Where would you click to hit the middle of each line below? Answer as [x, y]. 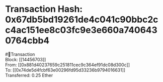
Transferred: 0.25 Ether [29, 75]
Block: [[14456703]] [26, 59]
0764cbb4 [27, 41]
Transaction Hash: [44, 9]
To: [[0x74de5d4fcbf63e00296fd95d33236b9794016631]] [65, 70]
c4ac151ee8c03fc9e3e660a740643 [81, 30]
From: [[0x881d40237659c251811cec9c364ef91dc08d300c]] [68, 65]
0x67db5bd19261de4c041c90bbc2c [82, 20]
